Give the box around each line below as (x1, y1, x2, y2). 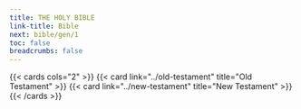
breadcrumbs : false (9, 47, 83, 56)
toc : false (9, 38, 51, 48)
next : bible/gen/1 (9, 30, 79, 39)
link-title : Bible (9, 22, 79, 31)
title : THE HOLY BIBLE (9, 13, 95, 23)
